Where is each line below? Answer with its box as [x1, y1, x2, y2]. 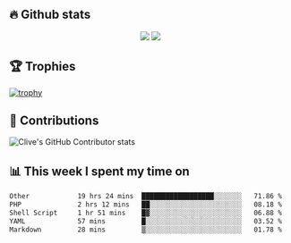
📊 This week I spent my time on [9, 163, 190, 179]
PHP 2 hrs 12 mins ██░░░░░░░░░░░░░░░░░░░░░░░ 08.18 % [9, 200, 282, 209]
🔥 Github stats [9, 7, 91, 22]
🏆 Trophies [9, 59, 76, 74]
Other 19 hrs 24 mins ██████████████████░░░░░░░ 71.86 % [9, 192, 282, 201]
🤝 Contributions [9, 113, 99, 129]
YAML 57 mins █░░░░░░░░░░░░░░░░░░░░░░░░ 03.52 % [9, 216, 282, 226]
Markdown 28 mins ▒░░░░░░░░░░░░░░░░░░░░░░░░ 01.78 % [9, 225, 282, 234]
